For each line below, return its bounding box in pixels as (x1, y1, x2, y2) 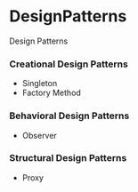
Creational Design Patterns (9, 58, 129, 70)
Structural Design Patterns (9, 152, 127, 164)
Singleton (21, 78, 58, 89)
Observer (21, 130, 58, 140)
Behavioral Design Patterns (9, 109, 130, 122)
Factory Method (21, 87, 82, 99)
